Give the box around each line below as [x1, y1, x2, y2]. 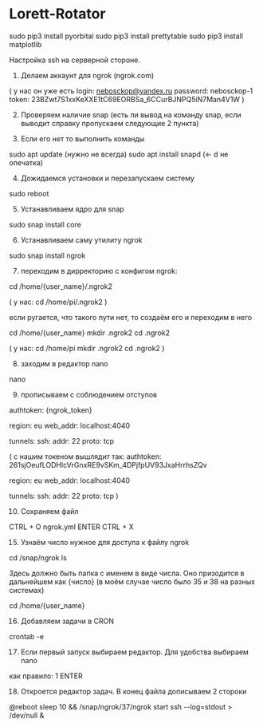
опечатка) [9, 157, 43, 168]
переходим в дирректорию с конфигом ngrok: [20, 266, 178, 275]
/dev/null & [9, 710, 45, 720]
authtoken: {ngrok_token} [9, 405, 92, 415]
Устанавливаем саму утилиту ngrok [20, 235, 143, 244]
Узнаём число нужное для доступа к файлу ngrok [20, 537, 190, 547]
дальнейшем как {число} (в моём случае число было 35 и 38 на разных [9, 576, 256, 587]
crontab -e [9, 631, 45, 641]
